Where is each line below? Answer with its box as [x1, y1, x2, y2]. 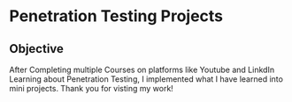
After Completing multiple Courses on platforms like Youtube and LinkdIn [9, 64, 275, 75]
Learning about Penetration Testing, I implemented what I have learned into [9, 74, 283, 84]
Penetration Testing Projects [9, 6, 224, 26]
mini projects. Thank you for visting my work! [9, 84, 174, 93]
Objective [9, 41, 65, 56]
